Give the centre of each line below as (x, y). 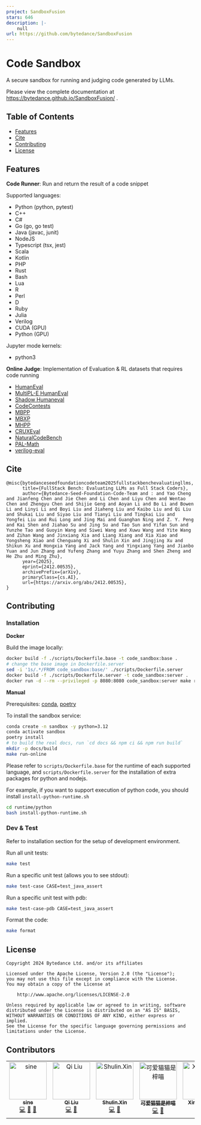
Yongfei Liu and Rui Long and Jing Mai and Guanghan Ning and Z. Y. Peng (100, 519)
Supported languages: (33, 195)
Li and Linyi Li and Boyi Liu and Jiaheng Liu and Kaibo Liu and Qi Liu (99, 509)
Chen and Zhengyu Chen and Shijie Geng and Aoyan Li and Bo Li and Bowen (100, 504)
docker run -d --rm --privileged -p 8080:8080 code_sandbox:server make (99, 681)
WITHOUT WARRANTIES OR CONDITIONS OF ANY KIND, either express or (91, 1016)
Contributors (31, 1050)
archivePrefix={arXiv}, (52, 572)
